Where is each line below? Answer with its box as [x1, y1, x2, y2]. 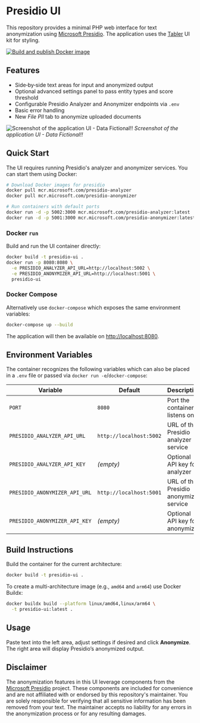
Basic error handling [14, 106, 65, 114]
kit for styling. [6, 36, 40, 44]
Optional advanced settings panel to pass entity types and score [14, 88, 174, 95]
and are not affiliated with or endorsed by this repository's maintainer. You [6, 691, 188, 698]
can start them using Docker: [6, 170, 77, 177]
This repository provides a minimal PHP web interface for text [6, 24, 157, 31]
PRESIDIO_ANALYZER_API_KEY [9, 461, 86, 468]
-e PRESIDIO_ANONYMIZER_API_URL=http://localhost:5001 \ [11, 270, 156, 277]
